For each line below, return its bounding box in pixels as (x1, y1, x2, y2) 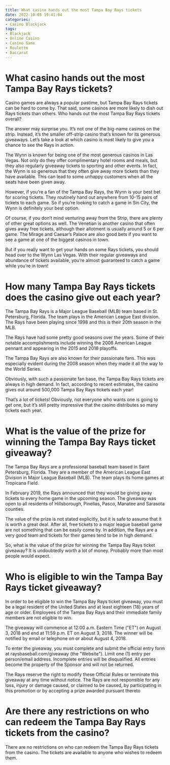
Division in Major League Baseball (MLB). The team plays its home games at (5, 474, 164, 481)
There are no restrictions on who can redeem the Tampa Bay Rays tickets (5, 744, 159, 750)
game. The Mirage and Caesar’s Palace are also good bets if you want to (5, 231, 157, 238)
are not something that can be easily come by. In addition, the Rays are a (5, 527, 157, 533)
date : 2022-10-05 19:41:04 (5, 12, 62, 17)
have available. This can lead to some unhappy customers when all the (5, 174, 153, 180)
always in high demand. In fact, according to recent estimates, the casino (5, 381, 158, 387)
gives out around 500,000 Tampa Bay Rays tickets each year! (5, 387, 134, 393)
